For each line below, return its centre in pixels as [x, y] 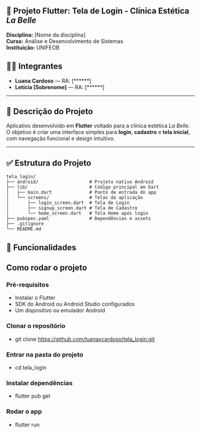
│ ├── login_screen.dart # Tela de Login [68, 203]
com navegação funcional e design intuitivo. [61, 139]
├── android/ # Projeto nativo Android [80, 182]
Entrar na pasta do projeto [45, 355]
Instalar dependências [39, 383]
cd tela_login [31, 367]
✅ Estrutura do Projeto [49, 163]
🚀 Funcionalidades [41, 247]
